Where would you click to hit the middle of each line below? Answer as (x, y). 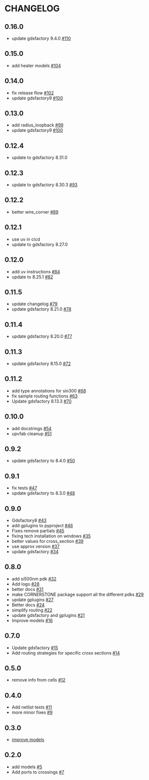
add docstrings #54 (32, 428)
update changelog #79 (35, 304)
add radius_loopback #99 (37, 125)
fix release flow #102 (33, 93)
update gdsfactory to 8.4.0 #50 (43, 461)
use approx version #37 (36, 546)
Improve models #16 (32, 620)
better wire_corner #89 (35, 212)
